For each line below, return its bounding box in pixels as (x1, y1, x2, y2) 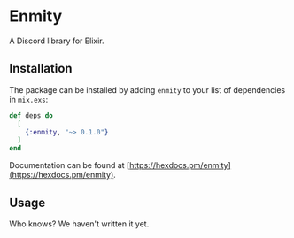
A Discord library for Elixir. (9, 35, 104, 46)
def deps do (9, 111, 53, 120)
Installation (9, 61, 73, 76)
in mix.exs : (9, 94, 49, 104)
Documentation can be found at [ (9, 160, 130, 171)
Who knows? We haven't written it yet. (9, 219, 150, 229)
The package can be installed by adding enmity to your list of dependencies (9, 84, 286, 95)
